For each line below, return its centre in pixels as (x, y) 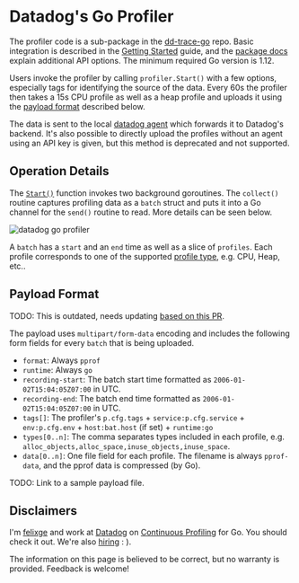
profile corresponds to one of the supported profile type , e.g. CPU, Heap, (145, 256)
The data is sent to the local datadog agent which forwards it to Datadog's (147, 124)
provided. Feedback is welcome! (70, 569)
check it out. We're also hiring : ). (70, 542)
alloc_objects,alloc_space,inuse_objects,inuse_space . (126, 446)
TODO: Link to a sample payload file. (77, 482)
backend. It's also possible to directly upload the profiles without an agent (146, 133)
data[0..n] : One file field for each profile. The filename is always (142, 455)
